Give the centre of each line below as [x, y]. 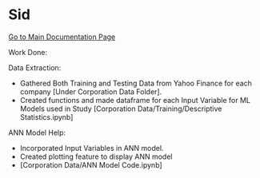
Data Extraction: [35, 67]
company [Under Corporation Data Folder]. [91, 91]
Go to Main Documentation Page [62, 37]
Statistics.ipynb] [46, 117]
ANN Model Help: [37, 133]
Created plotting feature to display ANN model [96, 156]
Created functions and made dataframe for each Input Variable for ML [135, 100]
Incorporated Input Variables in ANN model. [92, 148]
